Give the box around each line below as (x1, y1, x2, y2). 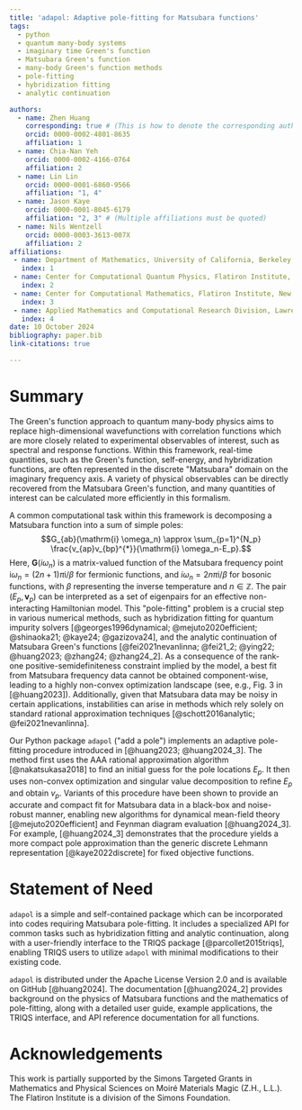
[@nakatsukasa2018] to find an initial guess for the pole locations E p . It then (9, 764, 290, 777)
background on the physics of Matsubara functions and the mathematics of (9, 993, 289, 1004)
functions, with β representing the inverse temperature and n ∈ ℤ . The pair (9, 581, 287, 592)
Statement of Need (9, 878, 154, 899)
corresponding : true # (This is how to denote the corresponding (25, 122, 276, 131)
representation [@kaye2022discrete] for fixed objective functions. (9, 847, 254, 858)
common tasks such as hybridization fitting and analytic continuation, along (9, 927, 289, 938)
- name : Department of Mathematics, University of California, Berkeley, (13, 256, 296, 265)
